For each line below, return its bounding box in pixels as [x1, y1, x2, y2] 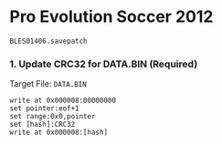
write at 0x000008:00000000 [9, 96, 117, 106]
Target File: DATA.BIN [9, 78, 87, 89]
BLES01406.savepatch [9, 36, 89, 46]
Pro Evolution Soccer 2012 [9, 6, 214, 27]
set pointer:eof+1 [9, 104, 79, 113]
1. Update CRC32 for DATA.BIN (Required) [9, 57, 198, 70]
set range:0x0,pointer [9, 112, 96, 121]
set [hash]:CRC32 [9, 120, 76, 129]
